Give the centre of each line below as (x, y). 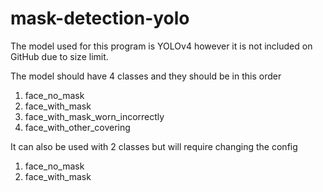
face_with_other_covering (77, 127)
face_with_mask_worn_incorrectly (94, 116)
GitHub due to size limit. (59, 56)
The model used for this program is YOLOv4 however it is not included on (161, 46)
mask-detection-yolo (100, 18)
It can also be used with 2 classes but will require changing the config (154, 146)
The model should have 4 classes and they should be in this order (146, 76)
